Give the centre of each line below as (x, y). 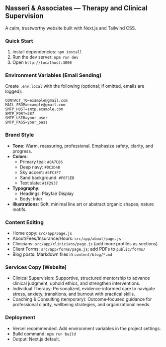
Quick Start (19, 41)
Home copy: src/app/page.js (42, 233)
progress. (22, 151)
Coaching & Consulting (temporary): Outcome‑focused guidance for (82, 299)
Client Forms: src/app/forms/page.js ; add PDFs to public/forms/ (79, 249)
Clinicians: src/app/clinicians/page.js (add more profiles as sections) (85, 244)
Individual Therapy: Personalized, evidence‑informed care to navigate (83, 289)
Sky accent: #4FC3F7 (40, 172)
